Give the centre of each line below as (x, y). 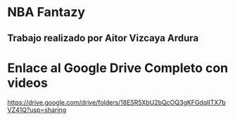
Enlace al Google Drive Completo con (118, 68)
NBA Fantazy (46, 12)
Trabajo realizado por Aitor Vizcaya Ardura (103, 38)
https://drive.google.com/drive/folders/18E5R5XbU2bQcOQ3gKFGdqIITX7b (117, 102)
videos (27, 83)
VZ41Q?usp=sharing (37, 110)
